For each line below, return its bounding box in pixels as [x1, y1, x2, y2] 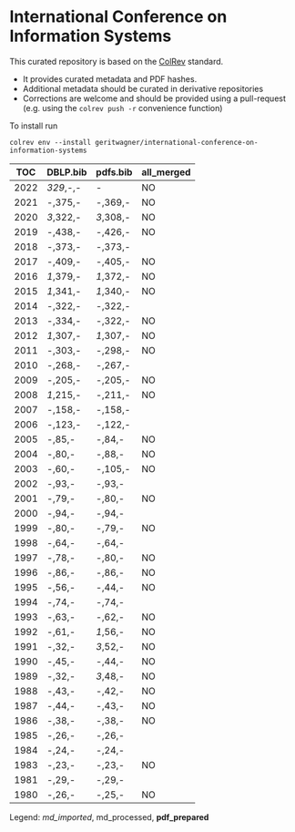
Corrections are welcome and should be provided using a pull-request [22, 93, 287, 104]
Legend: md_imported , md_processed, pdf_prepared [9, 811, 209, 822]
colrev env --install [9, 138, 92, 147]
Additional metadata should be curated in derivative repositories [22, 83, 264, 94]
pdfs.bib [95, 166, 133, 179]
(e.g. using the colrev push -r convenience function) [22, 102, 223, 113]
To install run [9, 120, 58, 131]
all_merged [140, 166, 191, 179]
